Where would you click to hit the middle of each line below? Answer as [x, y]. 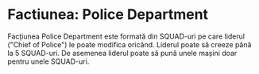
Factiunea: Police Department [108, 15]
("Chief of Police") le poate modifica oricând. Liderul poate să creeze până [129, 44]
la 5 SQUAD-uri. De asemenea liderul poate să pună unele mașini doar [122, 53]
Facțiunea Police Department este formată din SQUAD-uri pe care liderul [126, 36]
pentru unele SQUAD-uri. [48, 61]
